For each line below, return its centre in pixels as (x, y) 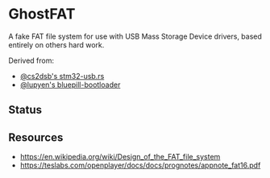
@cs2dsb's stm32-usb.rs (62, 76)
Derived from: (31, 60)
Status (25, 110)
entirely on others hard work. (56, 44)
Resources (36, 137)
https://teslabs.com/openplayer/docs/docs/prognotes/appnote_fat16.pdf (140, 165)
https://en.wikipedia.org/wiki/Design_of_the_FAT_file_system (120, 157)
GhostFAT (42, 14)
